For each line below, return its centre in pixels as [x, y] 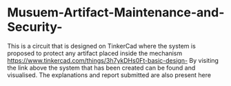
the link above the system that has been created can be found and [101, 68]
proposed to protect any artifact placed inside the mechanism [95, 53]
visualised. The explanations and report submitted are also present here [109, 75]
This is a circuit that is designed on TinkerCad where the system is [102, 46]
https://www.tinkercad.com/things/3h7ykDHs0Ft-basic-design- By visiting [113, 60]
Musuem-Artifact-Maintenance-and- [116, 13]
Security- [35, 27]
